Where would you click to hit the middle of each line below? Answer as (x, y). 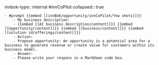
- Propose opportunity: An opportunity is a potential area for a (82, 41)
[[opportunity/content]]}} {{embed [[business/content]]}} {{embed (74, 28)
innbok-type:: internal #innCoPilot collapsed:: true (54, 7)
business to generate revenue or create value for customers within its (79, 45)
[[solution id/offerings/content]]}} (43, 33)
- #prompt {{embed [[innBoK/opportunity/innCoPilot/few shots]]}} (73, 16)
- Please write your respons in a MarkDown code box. (69, 58)
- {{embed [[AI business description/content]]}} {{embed (73, 24)
